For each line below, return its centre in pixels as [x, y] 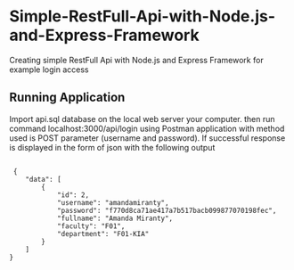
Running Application [67, 98]
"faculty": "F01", [91, 226]
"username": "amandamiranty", [113, 202]
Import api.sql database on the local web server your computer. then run [142, 119]
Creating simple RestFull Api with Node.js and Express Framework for [137, 60]
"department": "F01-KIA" [103, 233]
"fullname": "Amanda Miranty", [115, 218]
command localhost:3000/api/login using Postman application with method [147, 128]
